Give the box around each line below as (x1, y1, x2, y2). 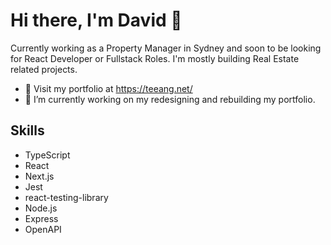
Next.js (24, 170, 55, 182)
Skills (10, 122, 45, 139)
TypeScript (24, 149, 71, 161)
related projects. (10, 63, 78, 75)
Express (24, 212, 59, 224)
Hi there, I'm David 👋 (10, 9, 183, 32)
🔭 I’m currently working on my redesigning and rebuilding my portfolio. (24, 93, 316, 105)
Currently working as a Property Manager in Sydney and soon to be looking (10, 42, 322, 54)
